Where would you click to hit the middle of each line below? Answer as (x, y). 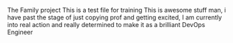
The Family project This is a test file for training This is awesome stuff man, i (117, 10)
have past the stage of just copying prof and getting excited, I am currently (114, 17)
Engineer (20, 32)
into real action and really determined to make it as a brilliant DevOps (106, 25)
